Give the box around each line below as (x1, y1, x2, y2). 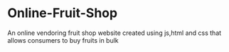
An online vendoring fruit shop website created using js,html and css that (7, 28, 222, 37)
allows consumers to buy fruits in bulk (7, 36, 119, 44)
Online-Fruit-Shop (7, 5, 118, 21)
